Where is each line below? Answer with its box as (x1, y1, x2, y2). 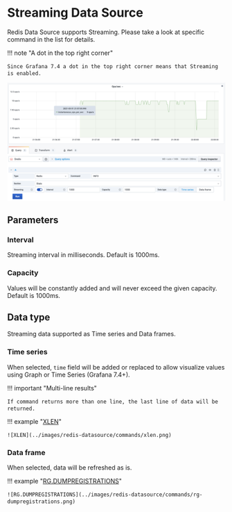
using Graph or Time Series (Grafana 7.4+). (7, 370, 130, 379)
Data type (7, 311, 51, 323)
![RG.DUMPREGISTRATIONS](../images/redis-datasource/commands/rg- (7, 491, 203, 498)
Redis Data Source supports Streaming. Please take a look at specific (7, 28, 205, 36)
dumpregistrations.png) (7, 498, 76, 505)
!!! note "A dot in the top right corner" (7, 49, 113, 57)
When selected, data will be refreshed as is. (7, 463, 132, 472)
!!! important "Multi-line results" (7, 383, 97, 392)
